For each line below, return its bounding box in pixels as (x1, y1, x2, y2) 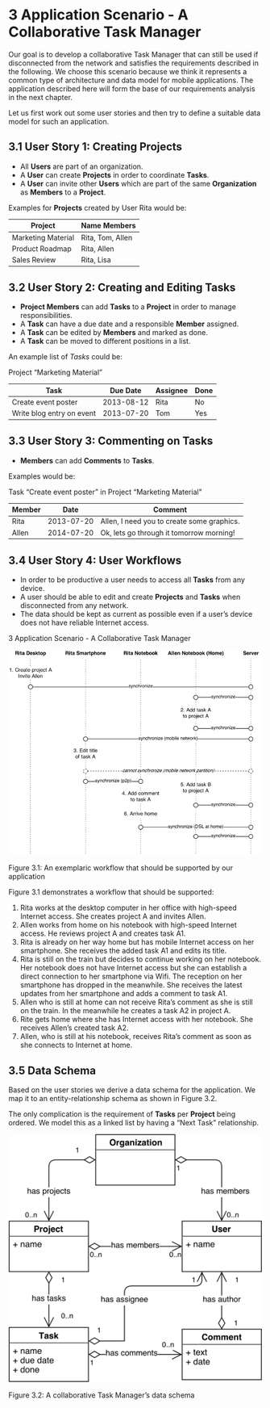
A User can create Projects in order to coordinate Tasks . (19, 170, 210, 179)
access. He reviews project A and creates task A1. (19, 928, 186, 938)
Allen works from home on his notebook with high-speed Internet (19, 920, 237, 930)
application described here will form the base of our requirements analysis (8, 83, 255, 94)
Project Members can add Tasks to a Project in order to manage (19, 302, 236, 312)
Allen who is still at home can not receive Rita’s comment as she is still (19, 997, 253, 1007)
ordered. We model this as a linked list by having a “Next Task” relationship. (8, 1118, 260, 1128)
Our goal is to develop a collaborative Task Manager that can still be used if (8, 49, 259, 59)
